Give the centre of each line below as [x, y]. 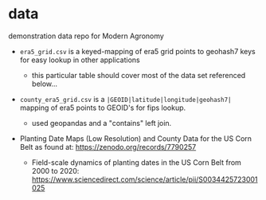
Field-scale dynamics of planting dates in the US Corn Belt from [136, 162]
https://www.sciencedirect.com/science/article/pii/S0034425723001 [145, 179]
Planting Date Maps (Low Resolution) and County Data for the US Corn [136, 138]
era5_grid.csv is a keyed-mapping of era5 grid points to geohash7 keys [138, 51]
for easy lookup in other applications [80, 60]
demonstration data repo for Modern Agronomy [86, 36]
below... [45, 84]
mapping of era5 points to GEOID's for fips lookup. [103, 108]
